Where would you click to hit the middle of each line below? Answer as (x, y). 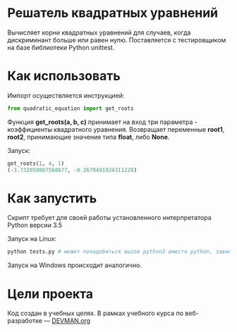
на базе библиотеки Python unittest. (61, 47)
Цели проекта (50, 294)
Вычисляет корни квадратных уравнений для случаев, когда (99, 32)
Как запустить (52, 198)
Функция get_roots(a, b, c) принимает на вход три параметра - (102, 122)
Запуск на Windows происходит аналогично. (75, 265)
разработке (25, 321)
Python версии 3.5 (35, 225)
